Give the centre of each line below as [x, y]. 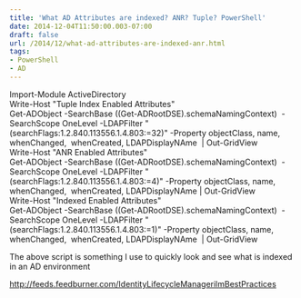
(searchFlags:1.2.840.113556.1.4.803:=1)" [85, 229]
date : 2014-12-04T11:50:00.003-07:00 [81, 26]
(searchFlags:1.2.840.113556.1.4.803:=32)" [89, 133]
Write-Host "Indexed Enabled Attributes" [85, 200]
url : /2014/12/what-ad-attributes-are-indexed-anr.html [117, 43]
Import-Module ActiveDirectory [68, 94]
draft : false [34, 35]
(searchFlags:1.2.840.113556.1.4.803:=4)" [86, 181]
